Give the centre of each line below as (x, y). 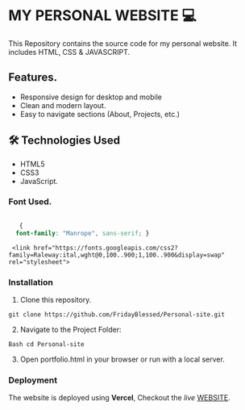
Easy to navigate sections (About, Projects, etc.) (100, 114)
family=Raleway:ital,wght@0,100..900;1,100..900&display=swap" (117, 255)
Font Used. (30, 202)
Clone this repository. (56, 299)
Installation (31, 282)
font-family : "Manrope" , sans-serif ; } (83, 233)
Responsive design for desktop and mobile (91, 97)
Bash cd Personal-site (46, 344)
